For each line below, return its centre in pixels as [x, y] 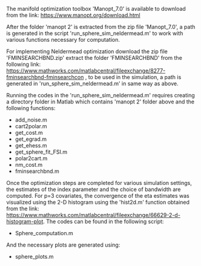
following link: [24, 64]
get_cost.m [29, 133]
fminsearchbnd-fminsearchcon [45, 77]
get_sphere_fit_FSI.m [41, 152]
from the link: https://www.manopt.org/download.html [73, 15]
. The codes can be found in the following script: [104, 221]
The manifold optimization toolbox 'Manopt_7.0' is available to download [96, 9]
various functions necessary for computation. [63, 40]
